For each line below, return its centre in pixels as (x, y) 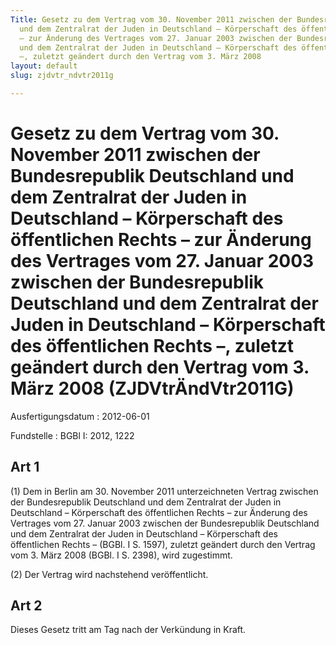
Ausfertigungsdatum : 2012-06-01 (80, 416)
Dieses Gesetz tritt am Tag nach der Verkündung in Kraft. (128, 630)
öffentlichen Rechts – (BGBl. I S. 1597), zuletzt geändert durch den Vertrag (163, 544)
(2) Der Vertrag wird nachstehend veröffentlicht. (109, 574)
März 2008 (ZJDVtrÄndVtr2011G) (152, 388)
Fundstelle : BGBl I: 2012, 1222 (72, 435)
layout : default (44, 66)
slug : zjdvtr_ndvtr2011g (62, 76)
